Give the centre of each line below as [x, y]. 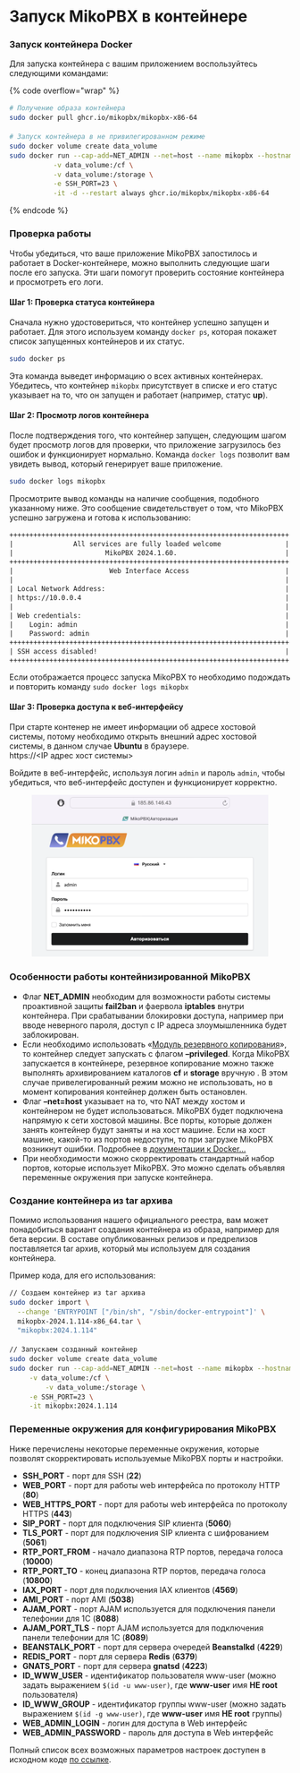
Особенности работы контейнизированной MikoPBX [130, 977]
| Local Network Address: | [150, 588]
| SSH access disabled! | [150, 651]
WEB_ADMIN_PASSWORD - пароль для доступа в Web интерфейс [148, 1732]
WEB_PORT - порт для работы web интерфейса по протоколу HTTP [151, 1485]
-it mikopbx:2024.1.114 [73, 1406]
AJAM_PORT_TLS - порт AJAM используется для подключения [143, 1628]
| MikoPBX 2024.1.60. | [150, 552]
